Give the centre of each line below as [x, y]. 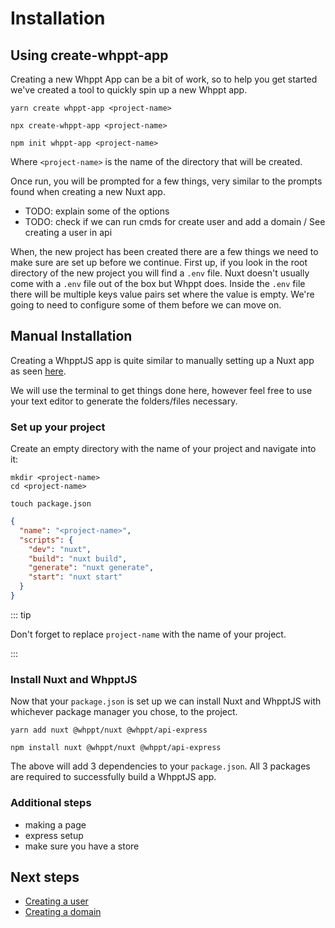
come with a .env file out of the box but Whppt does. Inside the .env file [158, 283]
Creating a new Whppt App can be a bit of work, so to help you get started [164, 79]
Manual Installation [71, 336]
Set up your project [58, 427]
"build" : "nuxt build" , [78, 558]
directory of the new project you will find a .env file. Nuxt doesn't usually [160, 273]
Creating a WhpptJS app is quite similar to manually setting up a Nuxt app [162, 360]
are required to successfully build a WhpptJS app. [113, 777]
